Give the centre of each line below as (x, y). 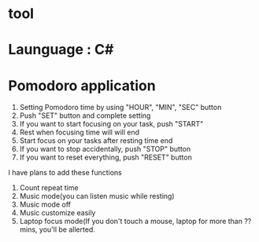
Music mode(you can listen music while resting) (97, 196)
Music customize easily (57, 213)
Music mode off (45, 204)
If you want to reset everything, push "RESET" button (106, 157)
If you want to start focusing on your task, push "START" (111, 124)
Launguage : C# (61, 50)
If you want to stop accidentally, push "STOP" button (105, 149)
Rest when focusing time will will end (80, 132)
